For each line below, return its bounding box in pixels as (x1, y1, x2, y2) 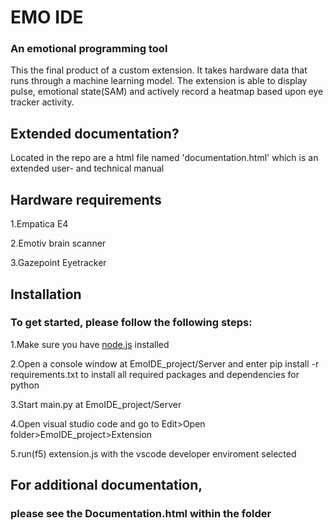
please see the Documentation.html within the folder (10, 507, 272, 521)
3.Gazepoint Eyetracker (10, 257, 107, 269)
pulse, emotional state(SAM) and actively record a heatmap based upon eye (10, 86, 324, 98)
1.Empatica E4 (10, 218, 69, 230)
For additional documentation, (10, 477, 203, 494)
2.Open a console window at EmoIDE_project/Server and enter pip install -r (10, 357, 320, 370)
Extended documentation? (10, 125, 180, 142)
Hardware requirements (10, 191, 162, 208)
